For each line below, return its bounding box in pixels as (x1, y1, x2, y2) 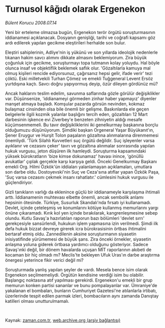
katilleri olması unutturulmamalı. (5, 298, 70, 304)
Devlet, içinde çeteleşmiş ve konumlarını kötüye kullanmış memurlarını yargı (5, 205, 159, 211)
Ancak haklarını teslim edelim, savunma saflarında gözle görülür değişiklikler (5, 90, 160, 96)
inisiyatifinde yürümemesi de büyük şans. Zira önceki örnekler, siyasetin (5, 236, 151, 242)
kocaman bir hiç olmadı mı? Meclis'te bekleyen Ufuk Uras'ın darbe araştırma (5, 252, 160, 257)
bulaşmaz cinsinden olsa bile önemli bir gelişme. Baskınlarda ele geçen (5, 106, 149, 112)
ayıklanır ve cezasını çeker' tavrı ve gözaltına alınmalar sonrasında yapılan (5, 143, 155, 148)
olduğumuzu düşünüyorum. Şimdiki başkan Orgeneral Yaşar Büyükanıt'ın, (5, 127, 154, 133)
